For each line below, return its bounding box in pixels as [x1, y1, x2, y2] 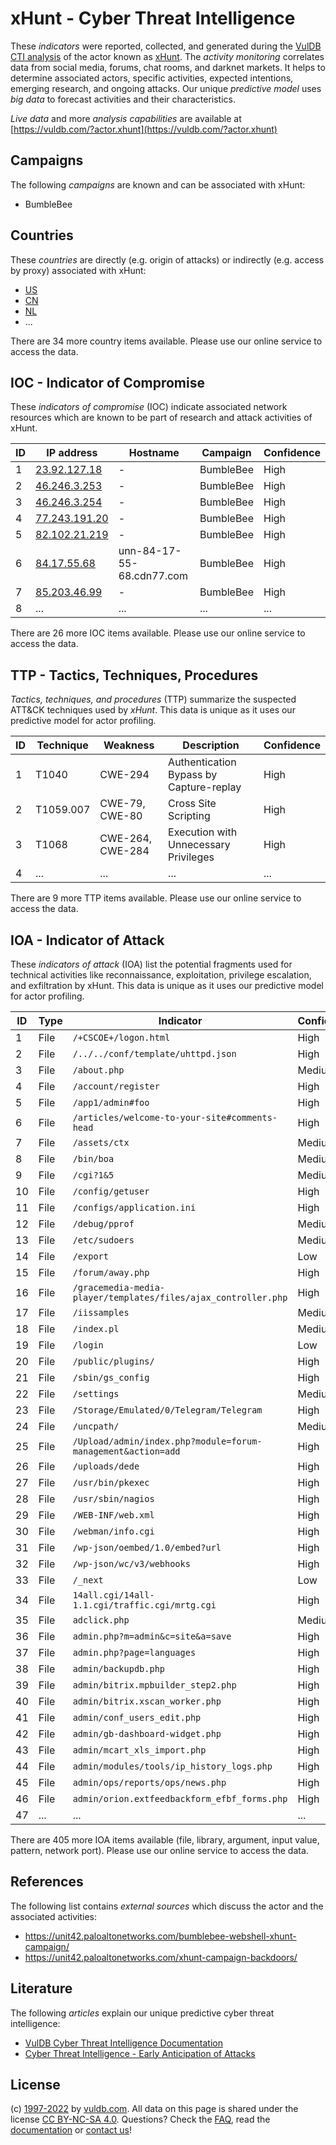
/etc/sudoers [72, 1235, 135, 1246]
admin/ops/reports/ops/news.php [72, 1777, 227, 1788]
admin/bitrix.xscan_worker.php [72, 1696, 222, 1707]
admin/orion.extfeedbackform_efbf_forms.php [72, 1793, 288, 1804]
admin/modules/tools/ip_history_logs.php [72, 1761, 273, 1772]
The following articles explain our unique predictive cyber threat [10, 2007, 275, 2019]
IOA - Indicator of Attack [10, 932, 165, 949]
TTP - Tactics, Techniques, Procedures [10, 667, 259, 684]
